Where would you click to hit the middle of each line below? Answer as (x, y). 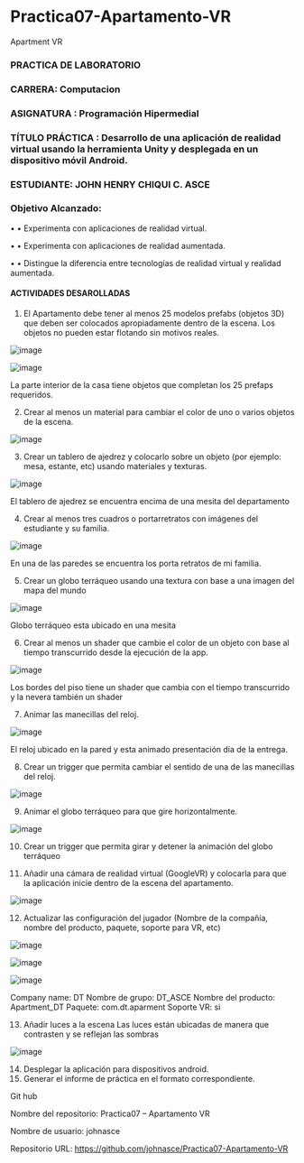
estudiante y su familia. (66, 529)
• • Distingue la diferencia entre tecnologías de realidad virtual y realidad (146, 263)
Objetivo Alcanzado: (56, 208)
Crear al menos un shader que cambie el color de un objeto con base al (156, 643)
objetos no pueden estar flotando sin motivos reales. (121, 333)
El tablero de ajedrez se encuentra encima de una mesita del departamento (150, 502)
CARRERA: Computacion (65, 89)
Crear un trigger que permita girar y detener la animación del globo (148, 846)
